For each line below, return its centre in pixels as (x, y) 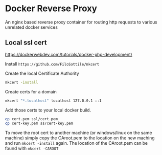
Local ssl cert (26, 43)
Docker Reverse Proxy (51, 9)
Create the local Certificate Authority (42, 73)
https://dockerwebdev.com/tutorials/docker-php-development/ (69, 54)
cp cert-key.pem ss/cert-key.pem (39, 123)
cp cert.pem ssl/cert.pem (31, 119)
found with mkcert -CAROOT (32, 148)
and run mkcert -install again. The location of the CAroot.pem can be (76, 143)
